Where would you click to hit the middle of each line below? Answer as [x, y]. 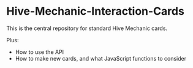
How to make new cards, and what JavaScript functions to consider [101, 58]
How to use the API [40, 52]
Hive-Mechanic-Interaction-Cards [96, 11]
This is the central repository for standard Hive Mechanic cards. [87, 28]
